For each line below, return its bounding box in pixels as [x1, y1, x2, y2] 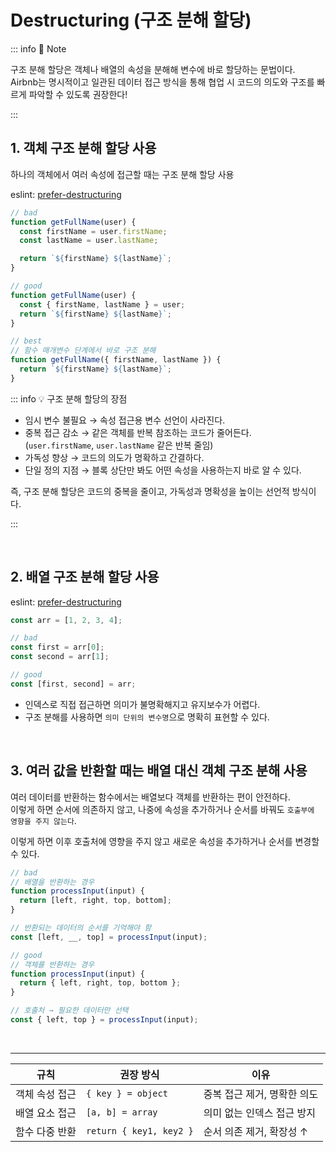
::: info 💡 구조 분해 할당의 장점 [10, 392, 128, 405]
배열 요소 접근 [15, 1106, 77, 1120]
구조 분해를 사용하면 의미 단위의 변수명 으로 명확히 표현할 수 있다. [24, 711, 270, 723]
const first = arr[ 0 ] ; [10, 642, 105, 653]
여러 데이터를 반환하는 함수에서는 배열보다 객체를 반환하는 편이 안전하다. [10, 791, 291, 803]
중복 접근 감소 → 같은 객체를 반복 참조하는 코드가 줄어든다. [24, 426, 252, 438]
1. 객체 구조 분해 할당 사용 [10, 140, 157, 157]
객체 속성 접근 [15, 1087, 77, 1101]
